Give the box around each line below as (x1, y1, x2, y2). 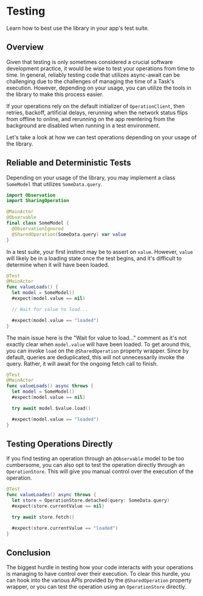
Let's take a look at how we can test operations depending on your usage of (6, 133, 197, 141)
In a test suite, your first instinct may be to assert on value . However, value (6, 248, 193, 255)
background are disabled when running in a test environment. (6, 122, 160, 129)
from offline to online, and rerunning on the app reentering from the (6, 115, 175, 122)
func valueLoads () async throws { (6, 383, 94, 389)
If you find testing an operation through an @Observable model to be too (6, 455, 184, 462)
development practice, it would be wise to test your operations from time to (6, 65, 195, 72)
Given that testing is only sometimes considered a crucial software (6, 58, 173, 65)
